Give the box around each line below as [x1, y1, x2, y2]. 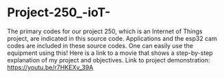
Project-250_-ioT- [7, 5, 111, 20]
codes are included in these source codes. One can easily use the [7, 41, 194, 50]
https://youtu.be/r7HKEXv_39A [7, 63, 94, 71]
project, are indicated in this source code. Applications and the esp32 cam [7, 34, 217, 42]
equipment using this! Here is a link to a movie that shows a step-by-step [7, 49, 214, 57]
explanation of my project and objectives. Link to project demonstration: [7, 56, 210, 64]
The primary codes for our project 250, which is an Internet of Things [7, 27, 203, 35]
